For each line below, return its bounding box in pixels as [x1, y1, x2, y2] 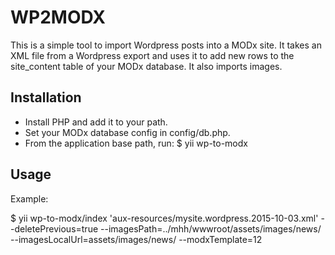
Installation [10, 89, 82, 106]
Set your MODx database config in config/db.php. [24, 126, 231, 138]
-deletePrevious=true [10, 222, 99, 235]
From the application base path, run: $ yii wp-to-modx [24, 137, 248, 149]
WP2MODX [10, 6, 106, 29]
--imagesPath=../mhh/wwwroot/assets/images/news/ [100, 222, 322, 235]
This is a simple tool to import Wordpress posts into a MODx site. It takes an [10, 39, 322, 51]
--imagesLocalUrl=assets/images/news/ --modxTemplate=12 [10, 233, 263, 245]
